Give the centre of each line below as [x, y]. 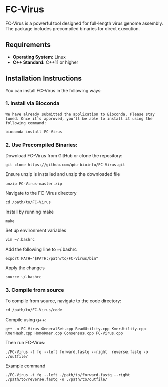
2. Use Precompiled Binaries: [41, 145]
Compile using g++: [26, 320]
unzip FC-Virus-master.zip [34, 184]
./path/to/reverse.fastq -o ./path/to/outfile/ [56, 380]
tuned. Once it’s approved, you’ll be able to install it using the [79, 118]
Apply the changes [25, 268]
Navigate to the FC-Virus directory [41, 193]
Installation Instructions [44, 78]
